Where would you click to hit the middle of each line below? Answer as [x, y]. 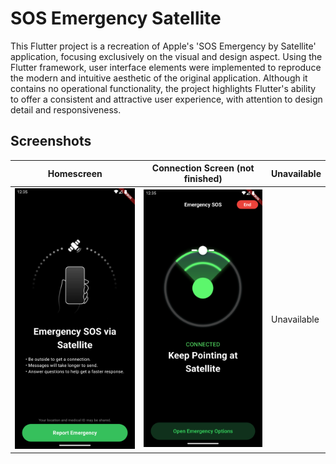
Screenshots [51, 141]
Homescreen [75, 173]
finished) [203, 179]
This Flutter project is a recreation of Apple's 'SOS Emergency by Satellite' [163, 46]
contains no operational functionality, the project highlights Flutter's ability [163, 88]
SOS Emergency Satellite [116, 18]
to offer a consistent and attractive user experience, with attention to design [166, 99]
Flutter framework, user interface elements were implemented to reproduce [166, 67]
